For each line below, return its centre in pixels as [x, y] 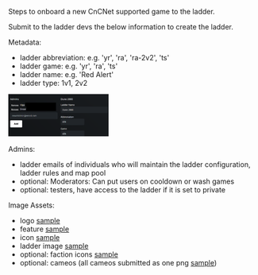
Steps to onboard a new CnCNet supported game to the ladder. [112, 12]
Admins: [22, 149]
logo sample [40, 221]
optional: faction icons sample [69, 254]
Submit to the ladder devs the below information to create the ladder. [121, 27]
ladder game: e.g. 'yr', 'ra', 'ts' [69, 66]
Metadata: [25, 42]
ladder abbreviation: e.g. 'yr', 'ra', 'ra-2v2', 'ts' [94, 58]
